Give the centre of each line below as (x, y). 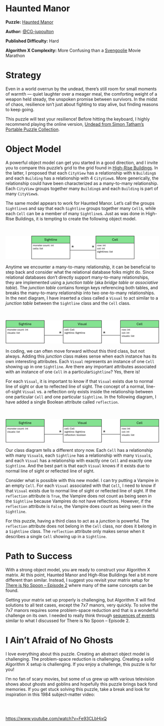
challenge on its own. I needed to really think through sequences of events (80, 616)
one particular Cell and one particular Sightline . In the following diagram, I (81, 397)
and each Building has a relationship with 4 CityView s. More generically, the (82, 178)
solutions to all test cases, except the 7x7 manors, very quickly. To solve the (82, 605)
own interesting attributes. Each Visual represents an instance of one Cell (80, 362)
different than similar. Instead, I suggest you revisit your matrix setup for (78, 580)
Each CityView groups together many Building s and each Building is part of (82, 188)
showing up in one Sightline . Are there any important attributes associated (81, 367)
